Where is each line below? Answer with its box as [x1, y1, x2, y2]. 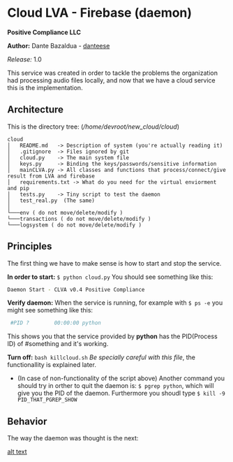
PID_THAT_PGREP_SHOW [17, 396, 77, 403]
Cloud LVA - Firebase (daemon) [7, 5, 193, 21]
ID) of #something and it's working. [7, 340, 109, 348]
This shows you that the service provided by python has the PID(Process [7, 332, 218, 340]
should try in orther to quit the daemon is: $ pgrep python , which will [17, 382, 214, 390]
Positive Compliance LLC [7, 28, 82, 36]
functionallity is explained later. [7, 361, 96, 369]
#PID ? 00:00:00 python [10, 319, 101, 326]
